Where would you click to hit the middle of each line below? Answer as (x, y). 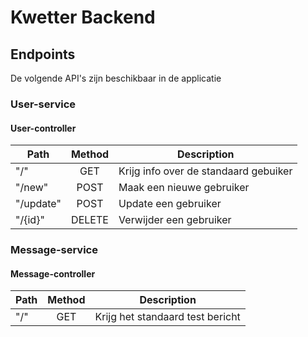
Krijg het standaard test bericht (167, 317)
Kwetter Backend (83, 17)
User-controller (43, 128)
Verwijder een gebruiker (175, 220)
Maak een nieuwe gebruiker (184, 188)
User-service (43, 104)
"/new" (32, 188)
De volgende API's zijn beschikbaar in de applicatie (116, 78)
